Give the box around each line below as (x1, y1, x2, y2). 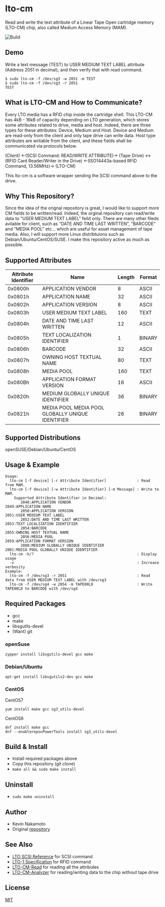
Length (117, 274, 135, 281)
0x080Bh (7, 379, 29, 386)
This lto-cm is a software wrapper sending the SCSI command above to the (5, 172, 158, 178)
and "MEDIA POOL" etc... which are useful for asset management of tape (5, 226, 153, 232)
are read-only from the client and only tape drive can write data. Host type (5, 132, 156, 138)
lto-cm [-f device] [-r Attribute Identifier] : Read (9, 478, 151, 483)
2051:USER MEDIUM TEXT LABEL (5, 513, 65, 518)
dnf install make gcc (5, 725, 50, 730)
